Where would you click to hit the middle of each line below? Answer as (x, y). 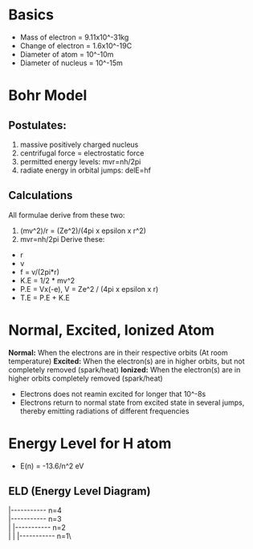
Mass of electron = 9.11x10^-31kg (74, 37)
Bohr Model (48, 96)
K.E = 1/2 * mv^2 (47, 281)
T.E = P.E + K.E (45, 297)
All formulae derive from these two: (67, 214)
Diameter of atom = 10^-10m (67, 54)
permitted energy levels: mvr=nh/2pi (80, 161)
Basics (31, 15)
